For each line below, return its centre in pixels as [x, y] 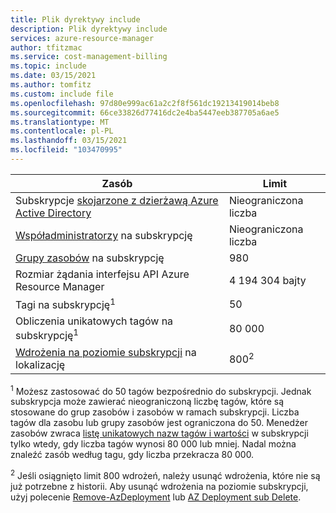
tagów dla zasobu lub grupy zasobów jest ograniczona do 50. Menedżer [159, 423]
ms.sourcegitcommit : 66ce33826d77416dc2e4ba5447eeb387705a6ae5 [145, 112]
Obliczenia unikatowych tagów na [94, 321]
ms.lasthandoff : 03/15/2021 [69, 141]
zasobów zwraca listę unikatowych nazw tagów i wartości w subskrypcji [159, 433]
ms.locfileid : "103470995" [66, 150]
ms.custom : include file [62, 94]
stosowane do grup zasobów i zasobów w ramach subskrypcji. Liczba [155, 412]
